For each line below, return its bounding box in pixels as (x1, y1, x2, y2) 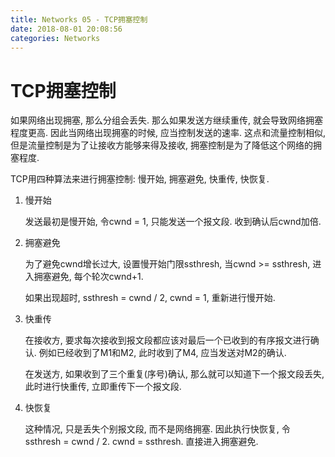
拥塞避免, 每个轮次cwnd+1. (33, 271, 144, 283)
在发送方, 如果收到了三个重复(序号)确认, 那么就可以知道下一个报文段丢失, (24, 368, 325, 380)
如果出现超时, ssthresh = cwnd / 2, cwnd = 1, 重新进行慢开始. (24, 292, 276, 304)
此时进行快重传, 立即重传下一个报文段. (24, 381, 182, 393)
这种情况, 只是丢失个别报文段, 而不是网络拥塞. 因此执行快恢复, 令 (24, 423, 291, 435)
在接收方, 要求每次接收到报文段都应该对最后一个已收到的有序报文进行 (24, 334, 311, 346)
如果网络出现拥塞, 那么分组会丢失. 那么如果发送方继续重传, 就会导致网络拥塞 (10, 114, 323, 126)
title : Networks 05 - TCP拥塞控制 (10, 14, 148, 25)
